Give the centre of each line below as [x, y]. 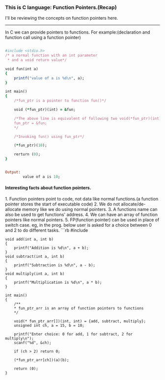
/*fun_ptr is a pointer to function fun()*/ [60, 101]
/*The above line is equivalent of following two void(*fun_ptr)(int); [89, 118]
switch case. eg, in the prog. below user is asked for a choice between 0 [79, 225]
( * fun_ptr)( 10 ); [31, 145]
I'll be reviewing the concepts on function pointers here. [62, 18]
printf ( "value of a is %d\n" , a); [49, 78]
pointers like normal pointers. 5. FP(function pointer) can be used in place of [82, 220]
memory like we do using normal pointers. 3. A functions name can [90, 209]
